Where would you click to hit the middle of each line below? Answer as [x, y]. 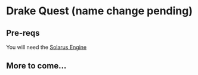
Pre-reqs [23, 33]
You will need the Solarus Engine [47, 47]
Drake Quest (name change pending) [99, 11]
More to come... [36, 66]
